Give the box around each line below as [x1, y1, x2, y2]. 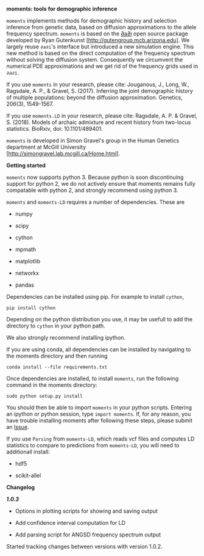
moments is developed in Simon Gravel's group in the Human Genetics [6, 137, 180, 144]
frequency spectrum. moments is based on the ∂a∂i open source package [6, 30, 189, 37]
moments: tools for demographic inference [6, 5, 118, 12]
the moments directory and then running [6, 353, 108, 359]
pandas [15, 281, 35, 288]
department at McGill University [6, 144, 86, 150]
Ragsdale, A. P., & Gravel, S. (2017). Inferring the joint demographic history [6, 87, 193, 94]
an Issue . [6, 423, 29, 430]
